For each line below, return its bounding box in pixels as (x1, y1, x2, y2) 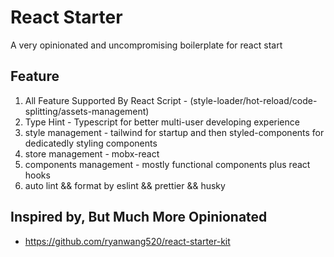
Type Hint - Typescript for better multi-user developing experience (24, 116, 300, 128)
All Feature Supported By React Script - (24, 94, 188, 106)
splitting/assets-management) (24, 105, 150, 117)
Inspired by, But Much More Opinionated (10, 209, 268, 226)
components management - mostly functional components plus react (24, 158, 311, 170)
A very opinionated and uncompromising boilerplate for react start (10, 39, 283, 51)
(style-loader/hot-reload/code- (189, 94, 318, 106)
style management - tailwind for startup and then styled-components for (24, 126, 325, 138)
